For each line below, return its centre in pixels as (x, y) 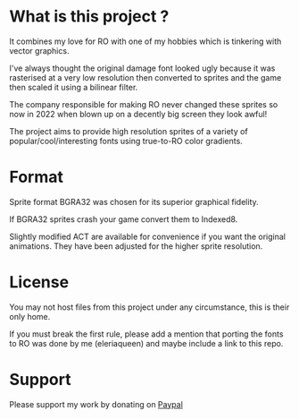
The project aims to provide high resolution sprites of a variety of (129, 131)
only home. (30, 316)
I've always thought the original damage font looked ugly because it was (142, 68)
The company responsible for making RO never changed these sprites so (144, 104)
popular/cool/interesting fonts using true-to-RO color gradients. (126, 141)
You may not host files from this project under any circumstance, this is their (149, 307)
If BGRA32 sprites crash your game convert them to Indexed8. (124, 219)
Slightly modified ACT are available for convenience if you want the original (147, 236)
